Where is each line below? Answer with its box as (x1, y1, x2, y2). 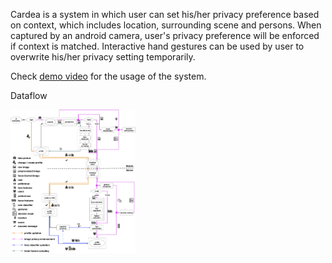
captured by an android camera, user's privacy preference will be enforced (10, 30, 320, 41)
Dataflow (10, 90, 48, 101)
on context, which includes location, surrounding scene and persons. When (10, 19, 322, 31)
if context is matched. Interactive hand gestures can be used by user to (10, 40, 305, 52)
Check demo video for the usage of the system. (10, 70, 207, 82)
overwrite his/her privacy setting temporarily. (10, 51, 196, 63)
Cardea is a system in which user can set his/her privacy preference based (10, 9, 320, 20)
